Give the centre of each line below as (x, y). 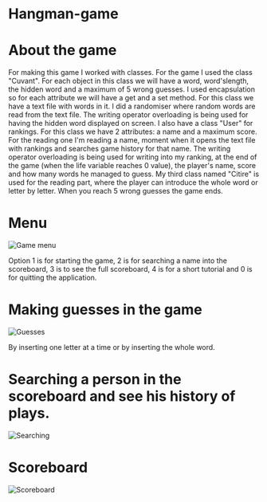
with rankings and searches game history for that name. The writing (120, 149)
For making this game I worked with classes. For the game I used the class (130, 73)
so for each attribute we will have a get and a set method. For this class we (131, 98)
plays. (29, 413)
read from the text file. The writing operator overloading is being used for (128, 115)
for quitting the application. (53, 278)
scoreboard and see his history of (122, 396)
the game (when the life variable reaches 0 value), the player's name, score (132, 166)
